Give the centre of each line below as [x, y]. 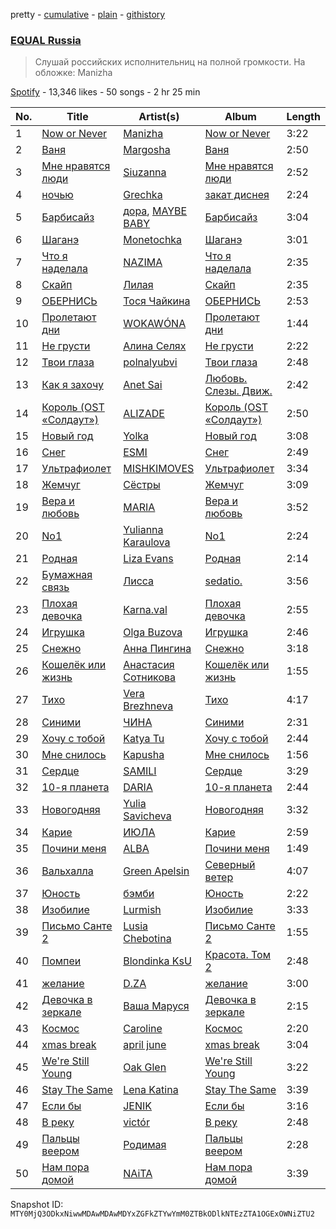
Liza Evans [148, 559]
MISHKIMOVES [159, 469]
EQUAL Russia [46, 40]
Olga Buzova [153, 632]
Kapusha [144, 755]
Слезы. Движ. [238, 391]
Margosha [147, 150]
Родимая [145, 1145]
